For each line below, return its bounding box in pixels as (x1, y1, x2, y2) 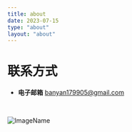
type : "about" (7, 24, 50, 31)
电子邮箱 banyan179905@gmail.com (17, 88, 125, 97)
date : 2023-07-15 (7, 17, 59, 24)
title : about (7, 10, 46, 18)
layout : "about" (7, 30, 56, 38)
